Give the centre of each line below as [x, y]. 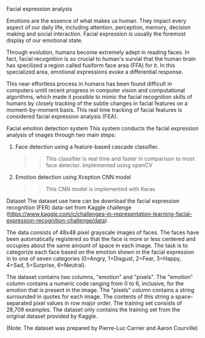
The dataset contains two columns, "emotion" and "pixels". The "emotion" [100, 277]
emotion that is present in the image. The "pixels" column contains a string [100, 290]
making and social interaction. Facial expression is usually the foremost [96, 34]
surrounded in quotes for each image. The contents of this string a [90, 297]
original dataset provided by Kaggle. [52, 316]
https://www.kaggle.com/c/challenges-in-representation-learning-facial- [100, 214]
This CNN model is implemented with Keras [100, 189]
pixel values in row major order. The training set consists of [108, 303]
